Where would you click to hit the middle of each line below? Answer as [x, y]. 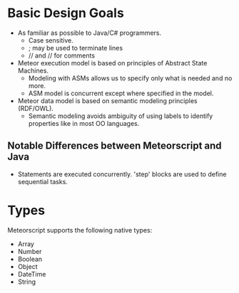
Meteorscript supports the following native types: [80, 230]
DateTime [32, 274]
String [27, 282]
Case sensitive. [51, 40]
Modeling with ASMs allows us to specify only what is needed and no [130, 78]
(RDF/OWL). [35, 108]
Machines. [33, 70]
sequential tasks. [42, 181]
